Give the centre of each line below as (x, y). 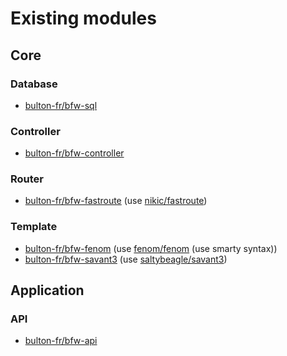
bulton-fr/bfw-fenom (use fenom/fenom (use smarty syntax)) (151, 248)
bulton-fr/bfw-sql (61, 105)
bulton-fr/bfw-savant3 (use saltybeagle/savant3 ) (126, 259)
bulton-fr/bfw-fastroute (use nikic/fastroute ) (116, 201)
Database (34, 84)
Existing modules (83, 18)
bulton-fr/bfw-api (61, 341)
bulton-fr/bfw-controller (74, 153)
